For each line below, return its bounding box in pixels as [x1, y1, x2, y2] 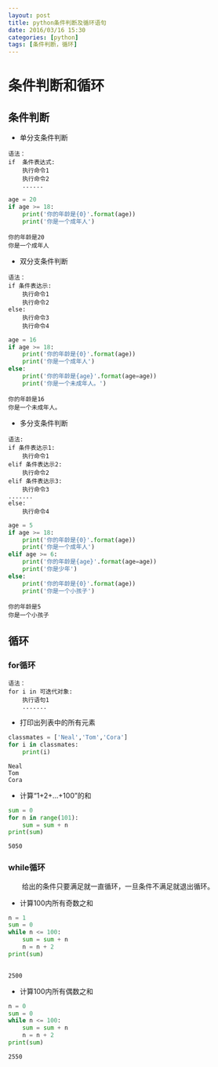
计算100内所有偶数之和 [19, 986, 94, 996]
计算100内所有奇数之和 [19, 898, 94, 908]
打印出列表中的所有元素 [19, 718, 96, 727]
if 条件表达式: [8, 159, 56, 166]
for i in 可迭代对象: [8, 688, 73, 696]
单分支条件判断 [19, 133, 68, 142]
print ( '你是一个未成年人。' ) [22, 379, 107, 387]
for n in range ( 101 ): [8, 813, 79, 821]
